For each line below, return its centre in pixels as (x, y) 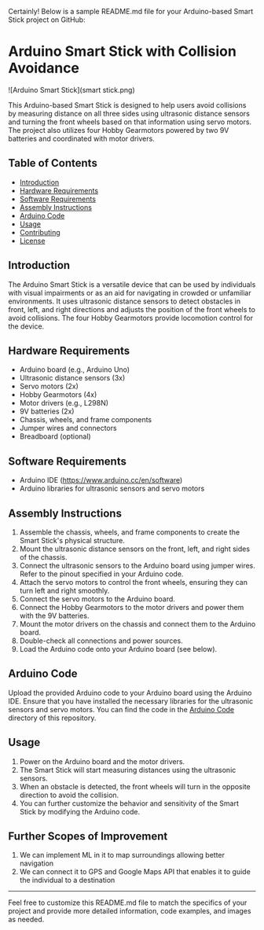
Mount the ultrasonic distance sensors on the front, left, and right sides (134, 549)
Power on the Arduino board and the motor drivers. (102, 761)
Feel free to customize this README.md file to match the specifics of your (128, 902)
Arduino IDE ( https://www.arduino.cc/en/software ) (101, 480)
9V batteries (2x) (47, 411)
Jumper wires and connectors (68, 428)
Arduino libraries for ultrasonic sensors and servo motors (112, 489)
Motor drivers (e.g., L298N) (64, 403)
